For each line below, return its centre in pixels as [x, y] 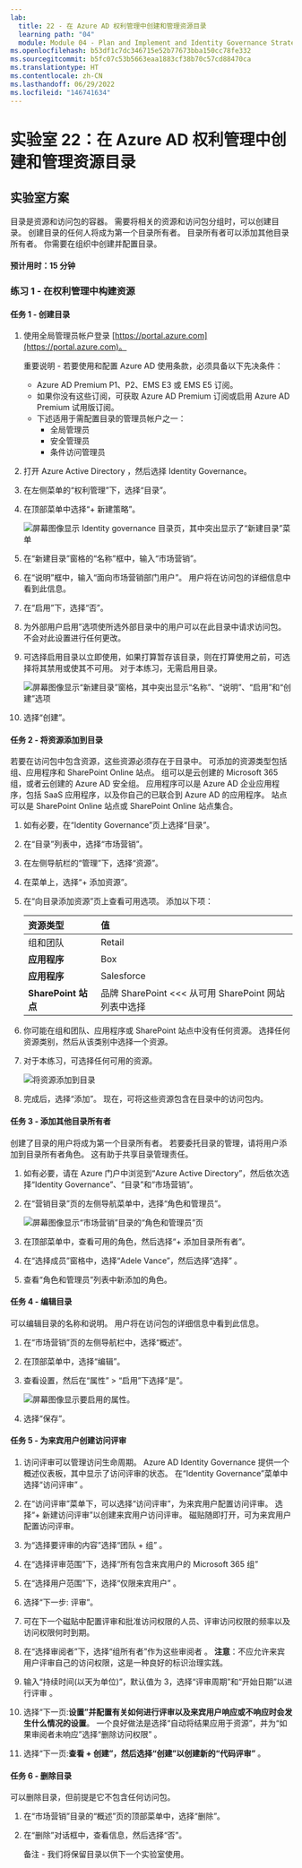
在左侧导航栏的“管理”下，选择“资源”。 [93, 863]
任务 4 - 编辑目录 [41, 1302]
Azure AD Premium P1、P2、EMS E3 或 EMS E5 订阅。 [137, 385]
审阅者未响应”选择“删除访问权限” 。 [96, 1735]
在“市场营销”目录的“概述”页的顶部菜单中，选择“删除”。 [124, 1816]
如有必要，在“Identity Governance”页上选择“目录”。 [118, 825]
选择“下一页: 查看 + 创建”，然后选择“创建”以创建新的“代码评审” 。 [144, 1753]
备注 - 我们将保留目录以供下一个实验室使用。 [106, 1855]
